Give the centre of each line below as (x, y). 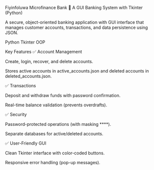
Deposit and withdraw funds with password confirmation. (63, 95)
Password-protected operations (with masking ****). (58, 124)
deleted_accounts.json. (28, 76)
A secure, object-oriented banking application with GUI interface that (75, 22)
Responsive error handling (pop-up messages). (53, 162)
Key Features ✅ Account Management (44, 52)
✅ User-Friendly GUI (26, 143)
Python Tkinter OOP (25, 42)
